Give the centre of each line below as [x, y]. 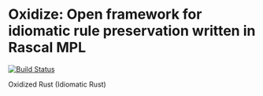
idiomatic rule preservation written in [132, 31]
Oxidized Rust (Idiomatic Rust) [57, 84]
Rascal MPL [47, 48]
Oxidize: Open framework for [105, 14]
